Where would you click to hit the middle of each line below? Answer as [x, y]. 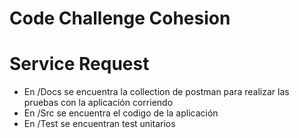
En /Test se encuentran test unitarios [99, 124]
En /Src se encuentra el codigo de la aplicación [121, 113]
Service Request [79, 64]
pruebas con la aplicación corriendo [98, 103]
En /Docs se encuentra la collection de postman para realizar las [156, 92]
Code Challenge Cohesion [120, 18]
